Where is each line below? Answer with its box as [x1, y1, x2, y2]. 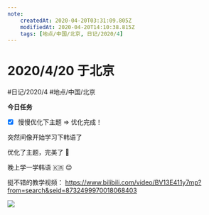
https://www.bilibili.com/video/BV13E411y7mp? [65, 178, 202, 187]
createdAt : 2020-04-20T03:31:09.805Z [20, 17, 132, 24]
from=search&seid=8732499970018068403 [7, 186, 137, 195]
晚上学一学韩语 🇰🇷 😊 [7, 163, 73, 172]
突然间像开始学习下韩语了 [7, 133, 82, 142]
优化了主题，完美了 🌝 [7, 148, 70, 157]
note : [7, 10, 23, 18]
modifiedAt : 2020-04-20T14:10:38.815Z [20, 23, 135, 31]
